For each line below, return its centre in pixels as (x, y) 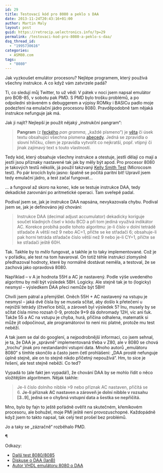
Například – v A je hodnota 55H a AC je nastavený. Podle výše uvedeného (79, 277)
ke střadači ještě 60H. (39, 242)
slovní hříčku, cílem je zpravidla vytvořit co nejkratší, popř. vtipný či (84, 142)
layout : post (18, 28)
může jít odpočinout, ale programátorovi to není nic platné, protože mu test (80, 323)
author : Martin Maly (26, 23)
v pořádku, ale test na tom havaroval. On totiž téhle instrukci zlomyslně (76, 257)
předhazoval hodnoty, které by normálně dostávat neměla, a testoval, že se (80, 262)
